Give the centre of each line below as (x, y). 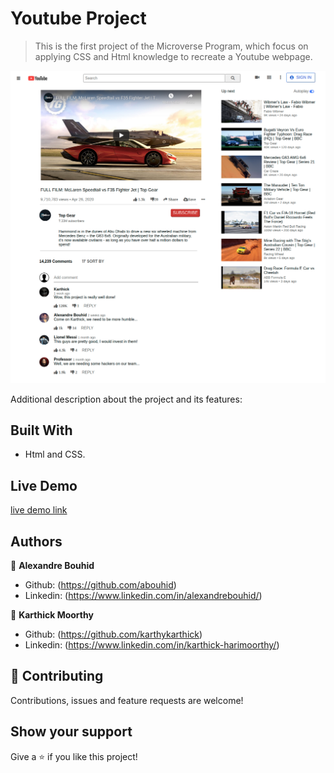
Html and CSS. (55, 454)
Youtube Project (78, 18)
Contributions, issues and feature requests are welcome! (127, 700)
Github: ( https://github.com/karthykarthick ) (113, 634)
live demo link (39, 510)
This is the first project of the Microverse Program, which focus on (171, 46)
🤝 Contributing (57, 676)
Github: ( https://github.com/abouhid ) (100, 584)
